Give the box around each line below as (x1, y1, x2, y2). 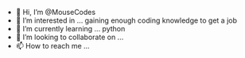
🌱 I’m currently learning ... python (15, 24, 126, 33)
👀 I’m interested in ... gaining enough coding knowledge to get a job (15, 16, 237, 25)
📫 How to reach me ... (15, 42, 90, 50)
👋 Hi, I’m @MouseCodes (15, 8, 96, 16)
